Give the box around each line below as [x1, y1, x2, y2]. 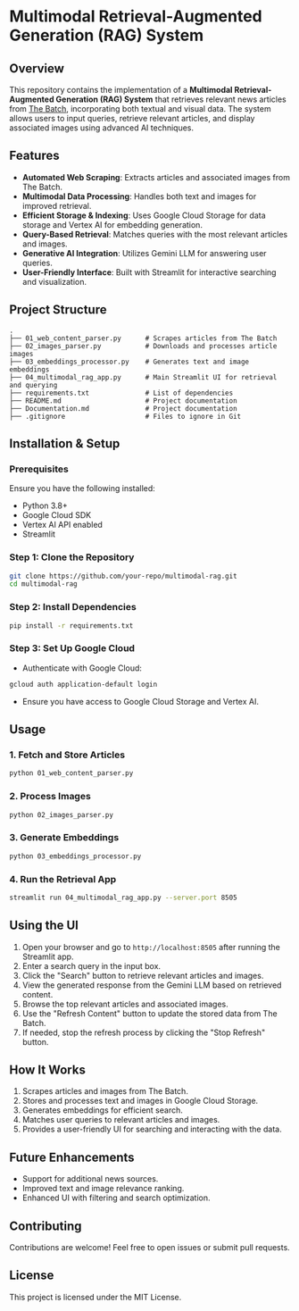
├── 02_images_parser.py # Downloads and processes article [9, 341, 278, 350]
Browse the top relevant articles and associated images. [21, 998, 229, 1009]
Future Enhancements [9, 1149, 136, 1165]
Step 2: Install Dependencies [9, 601, 137, 614]
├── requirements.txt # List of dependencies [9, 388, 234, 397]
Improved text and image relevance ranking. [21, 1183, 185, 1194]
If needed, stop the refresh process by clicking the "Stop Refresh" [21, 1027, 266, 1038]
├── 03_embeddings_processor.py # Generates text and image [9, 357, 250, 366]
